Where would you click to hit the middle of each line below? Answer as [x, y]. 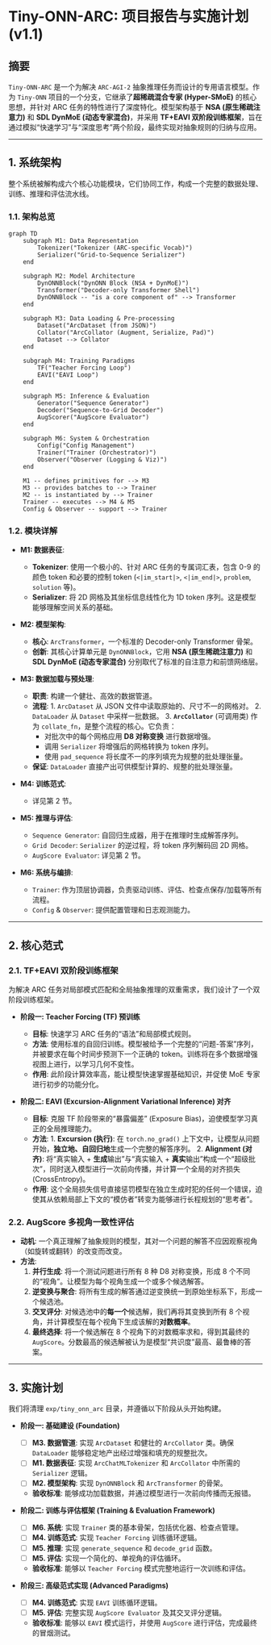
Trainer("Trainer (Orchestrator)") [97, 453]
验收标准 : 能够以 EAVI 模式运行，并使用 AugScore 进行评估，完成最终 [145, 1622]
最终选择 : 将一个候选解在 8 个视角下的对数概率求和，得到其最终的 [141, 1332]
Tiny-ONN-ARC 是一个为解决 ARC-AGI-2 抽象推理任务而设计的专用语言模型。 [131, 87]
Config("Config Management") [86, 446]
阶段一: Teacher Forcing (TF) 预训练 [80, 1017]
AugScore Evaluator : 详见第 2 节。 [88, 855]
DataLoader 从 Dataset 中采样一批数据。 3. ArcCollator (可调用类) [140, 716]
